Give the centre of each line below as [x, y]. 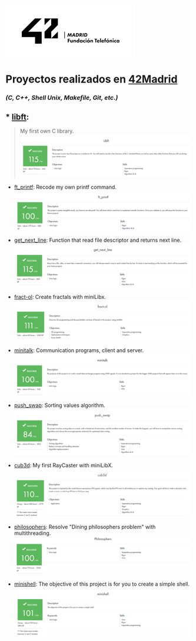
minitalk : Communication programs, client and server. [79, 350]
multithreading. [32, 533]
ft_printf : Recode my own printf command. [65, 187]
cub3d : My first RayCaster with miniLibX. [63, 465]
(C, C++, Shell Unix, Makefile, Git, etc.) [62, 98]
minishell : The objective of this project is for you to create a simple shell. [102, 584]
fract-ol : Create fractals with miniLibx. [60, 297]
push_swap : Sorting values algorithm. [59, 405]
